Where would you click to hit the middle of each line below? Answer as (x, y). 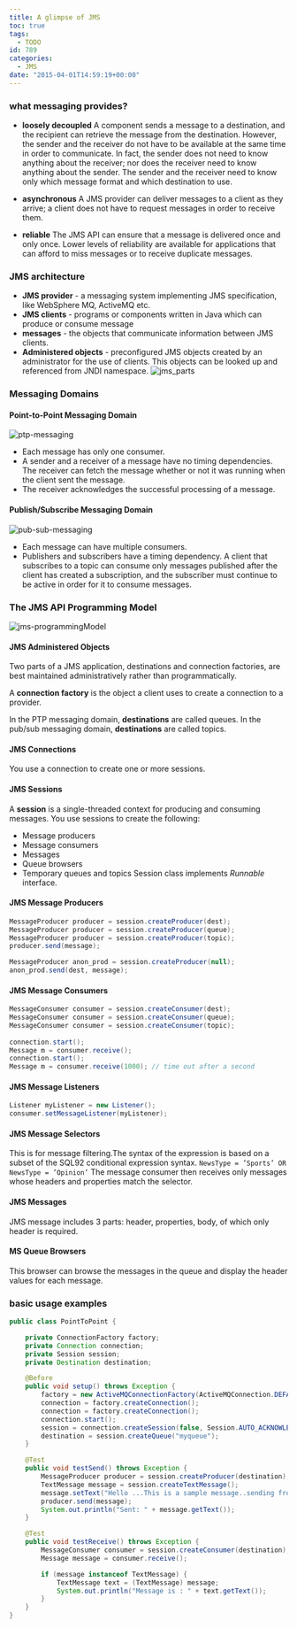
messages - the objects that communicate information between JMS (148, 334)
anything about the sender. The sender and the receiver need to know (149, 173)
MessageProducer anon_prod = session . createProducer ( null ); (122, 962)
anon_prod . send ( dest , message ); (69, 970)
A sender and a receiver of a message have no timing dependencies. (147, 461)
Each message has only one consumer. (93, 451)
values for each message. (56, 1280)
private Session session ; (73, 1354)
